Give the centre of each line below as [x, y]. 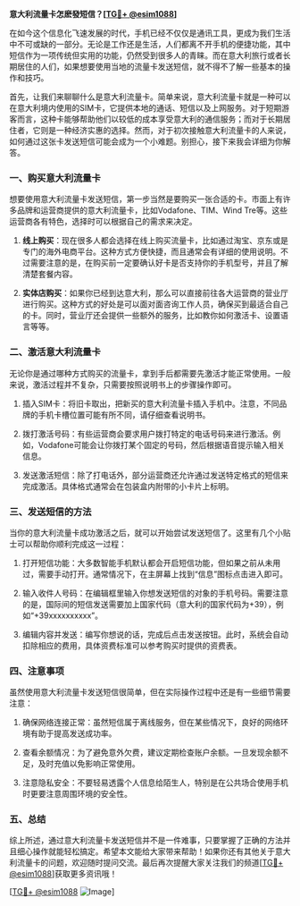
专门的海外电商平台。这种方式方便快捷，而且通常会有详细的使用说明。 [151, 252]
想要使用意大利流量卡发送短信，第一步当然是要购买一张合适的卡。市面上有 [146, 199]
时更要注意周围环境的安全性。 [77, 794]
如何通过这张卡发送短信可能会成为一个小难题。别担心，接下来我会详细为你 [146, 141]
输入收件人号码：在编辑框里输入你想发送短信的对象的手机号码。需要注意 [155, 593]
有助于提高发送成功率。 [73, 733]
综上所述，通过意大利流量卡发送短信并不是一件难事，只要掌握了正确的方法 [146, 841]
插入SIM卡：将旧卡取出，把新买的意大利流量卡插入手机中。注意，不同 [150, 403]
